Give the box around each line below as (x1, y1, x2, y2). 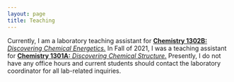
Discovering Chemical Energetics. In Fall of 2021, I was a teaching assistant (7, 44, 227, 52)
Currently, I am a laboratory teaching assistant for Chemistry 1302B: (7, 36, 207, 45)
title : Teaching (7, 17, 55, 24)
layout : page (7, 10, 46, 18)
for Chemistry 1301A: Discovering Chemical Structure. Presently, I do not (7, 51, 221, 60)
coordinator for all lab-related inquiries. (7, 66, 122, 75)
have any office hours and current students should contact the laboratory (7, 59, 221, 67)
